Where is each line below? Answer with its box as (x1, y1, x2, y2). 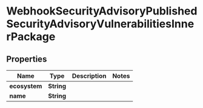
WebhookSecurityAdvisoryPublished (6, 4, 198, 18)
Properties (6, 54, 47, 64)
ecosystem (9, 82, 42, 90)
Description (72, 72, 107, 80)
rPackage (6, 30, 56, 43)
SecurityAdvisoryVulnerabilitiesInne (6, 17, 195, 31)
